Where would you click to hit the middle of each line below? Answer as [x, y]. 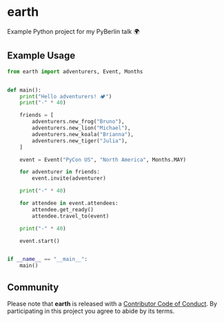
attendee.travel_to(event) [71, 216]
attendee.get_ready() [63, 210]
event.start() [40, 241]
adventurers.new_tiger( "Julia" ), [80, 141]
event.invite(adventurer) [69, 179]
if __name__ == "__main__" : [48, 259]
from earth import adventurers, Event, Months [75, 72]
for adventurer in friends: [60, 172]
